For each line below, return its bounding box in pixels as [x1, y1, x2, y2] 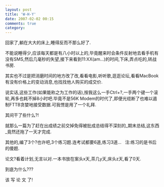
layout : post [5, 7, 32, 12]
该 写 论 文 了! [5, 177, 33, 183]
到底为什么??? [5, 166, 33, 172]
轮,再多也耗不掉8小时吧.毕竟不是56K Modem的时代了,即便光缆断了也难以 [5, 95, 153, 101]
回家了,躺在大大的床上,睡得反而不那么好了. [5, 40, 91, 46]
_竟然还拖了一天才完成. [5, 129, 52, 135]
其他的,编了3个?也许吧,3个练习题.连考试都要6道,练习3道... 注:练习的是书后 [5, 139, 157, 145]
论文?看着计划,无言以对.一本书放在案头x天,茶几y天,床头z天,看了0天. [5, 156, 141, 162]
